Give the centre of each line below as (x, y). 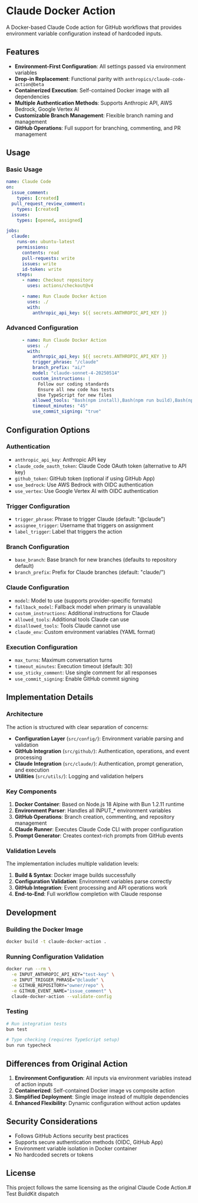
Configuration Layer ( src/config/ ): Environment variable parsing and (99, 738)
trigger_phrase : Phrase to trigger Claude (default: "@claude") (90, 519)
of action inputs (34, 1084)
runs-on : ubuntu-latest (46, 242)
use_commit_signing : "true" (67, 411)
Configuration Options (48, 430)
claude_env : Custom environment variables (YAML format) (85, 632)
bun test (17, 1029)
